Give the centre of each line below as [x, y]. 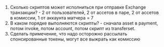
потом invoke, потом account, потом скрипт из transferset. [73, 28]
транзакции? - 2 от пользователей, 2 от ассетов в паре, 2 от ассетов [84, 12]
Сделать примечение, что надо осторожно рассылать [69, 34]
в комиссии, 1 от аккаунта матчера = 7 [52, 18]
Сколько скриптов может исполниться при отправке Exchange [78, 7]
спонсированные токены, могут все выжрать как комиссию [75, 39]
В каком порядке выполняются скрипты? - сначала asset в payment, [84, 23]
